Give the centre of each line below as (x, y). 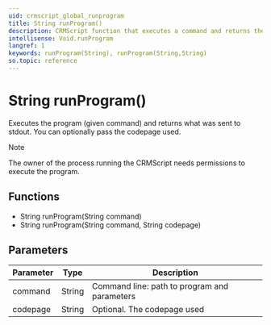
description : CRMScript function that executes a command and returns (129, 31)
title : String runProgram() (56, 23)
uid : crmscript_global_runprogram (67, 16)
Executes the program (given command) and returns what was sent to (125, 123)
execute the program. (44, 171)
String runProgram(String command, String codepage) (110, 225)
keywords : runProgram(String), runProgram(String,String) (108, 53)
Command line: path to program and (160, 286)
